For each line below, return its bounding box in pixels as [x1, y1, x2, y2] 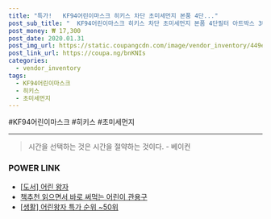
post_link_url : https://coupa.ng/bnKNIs [8, 49, 147, 57]
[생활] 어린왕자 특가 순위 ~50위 [19, 202, 119, 212]
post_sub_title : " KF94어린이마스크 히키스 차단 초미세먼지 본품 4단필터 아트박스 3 [8, 19, 262, 27]
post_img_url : [8, 42, 56, 50]
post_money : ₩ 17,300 [8, 27, 81, 35]
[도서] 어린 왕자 [19, 182, 69, 192]
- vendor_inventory [15, 64, 81, 72]
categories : [8, 57, 48, 65]
